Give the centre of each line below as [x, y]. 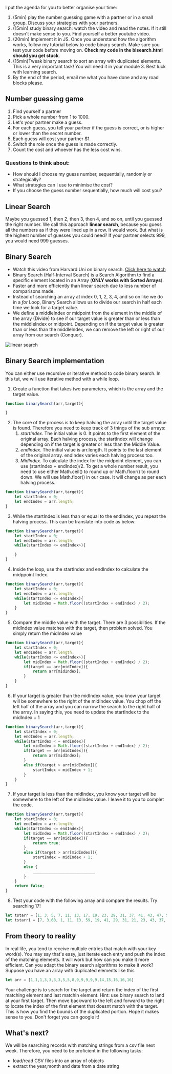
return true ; [46, 843]
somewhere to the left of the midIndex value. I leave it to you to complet [88, 799]
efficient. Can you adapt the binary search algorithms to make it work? [79, 965]
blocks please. [28, 83]
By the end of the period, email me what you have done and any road [85, 77]
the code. [23, 805]
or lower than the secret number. [47, 133]
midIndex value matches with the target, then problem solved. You [82, 628]
